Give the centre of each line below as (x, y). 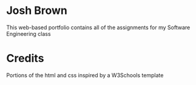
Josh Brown (37, 11)
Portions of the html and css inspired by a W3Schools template (85, 75)
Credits (25, 59)
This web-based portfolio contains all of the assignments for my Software (98, 27)
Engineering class (29, 33)
